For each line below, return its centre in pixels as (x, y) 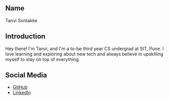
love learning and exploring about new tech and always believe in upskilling (84, 54)
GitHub (20, 87)
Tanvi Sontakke (21, 20)
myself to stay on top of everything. (43, 59)
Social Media (26, 75)
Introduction (25, 37)
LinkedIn (22, 92)
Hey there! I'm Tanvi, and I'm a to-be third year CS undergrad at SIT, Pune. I (84, 48)
